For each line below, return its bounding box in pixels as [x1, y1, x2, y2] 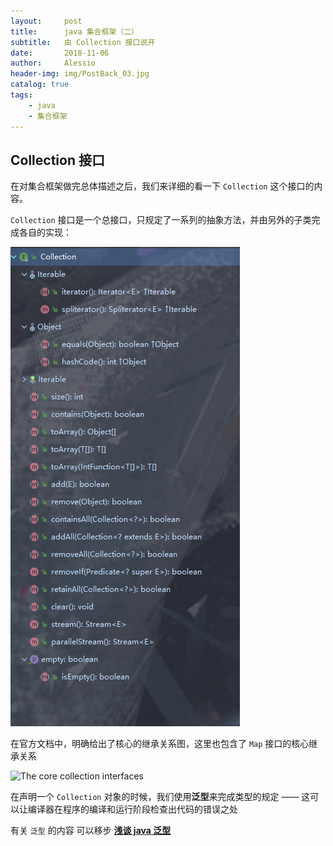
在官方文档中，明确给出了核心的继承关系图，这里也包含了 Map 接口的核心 [10, 738, 310, 750]
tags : [10, 90, 33, 100]
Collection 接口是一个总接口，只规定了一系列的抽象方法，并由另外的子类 [10, 214, 312, 226]
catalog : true [10, 80, 70, 90]
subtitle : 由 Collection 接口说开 [10, 37, 156, 47]
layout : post [10, 16, 83, 26]
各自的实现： [18, 226, 72, 239]
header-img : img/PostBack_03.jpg [10, 69, 150, 79]
